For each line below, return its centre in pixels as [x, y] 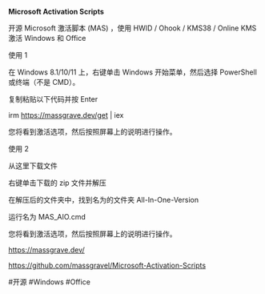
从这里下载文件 [33, 166]
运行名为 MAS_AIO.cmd [47, 217]
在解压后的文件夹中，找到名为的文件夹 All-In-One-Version [103, 200]
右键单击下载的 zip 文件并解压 [57, 183]
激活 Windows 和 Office [47, 38]
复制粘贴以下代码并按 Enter [53, 99]
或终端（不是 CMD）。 [44, 82]
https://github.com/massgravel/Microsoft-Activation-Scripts [107, 265]
